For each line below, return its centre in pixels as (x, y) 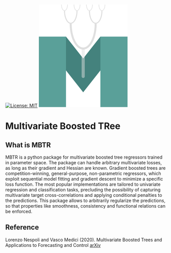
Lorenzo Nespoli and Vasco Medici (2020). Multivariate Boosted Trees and (84, 240)
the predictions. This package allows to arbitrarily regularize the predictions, (86, 200)
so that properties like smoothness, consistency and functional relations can (86, 206)
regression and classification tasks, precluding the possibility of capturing (83, 190)
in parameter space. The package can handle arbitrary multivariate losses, (83, 162)
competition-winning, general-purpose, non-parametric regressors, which (83, 173)
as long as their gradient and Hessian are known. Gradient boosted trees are (86, 168)
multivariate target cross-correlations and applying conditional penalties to (84, 195)
